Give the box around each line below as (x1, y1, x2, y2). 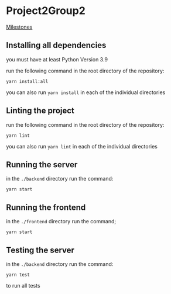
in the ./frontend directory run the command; (6, 218, 116, 225)
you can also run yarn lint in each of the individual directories (6, 143, 158, 150)
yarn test (6, 272, 30, 278)
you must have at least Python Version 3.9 (6, 56, 108, 63)
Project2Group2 (6, 4, 86, 18)
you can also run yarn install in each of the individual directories (6, 89, 166, 96)
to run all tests (6, 282, 40, 289)
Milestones (6, 23, 33, 30)
